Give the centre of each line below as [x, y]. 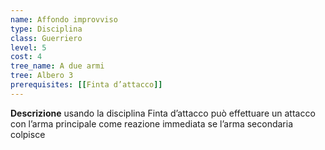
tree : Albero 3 [42, 76]
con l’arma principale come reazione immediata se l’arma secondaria [152, 123]
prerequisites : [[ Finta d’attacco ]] [86, 85]
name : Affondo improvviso [64, 19]
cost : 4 [26, 57]
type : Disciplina [46, 29]
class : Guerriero [46, 38]
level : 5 [28, 47]
